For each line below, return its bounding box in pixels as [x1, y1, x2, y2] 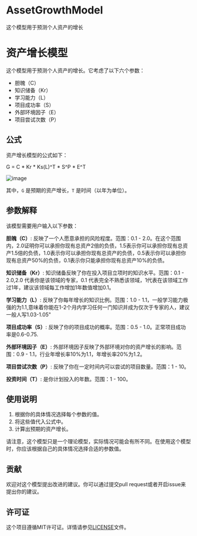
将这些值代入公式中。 [14, 418, 66, 425]
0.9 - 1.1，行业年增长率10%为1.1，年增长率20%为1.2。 [16, 350, 145, 358]
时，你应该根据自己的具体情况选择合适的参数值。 [6, 445, 124, 452]
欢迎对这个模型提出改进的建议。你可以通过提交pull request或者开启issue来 [6, 481, 186, 488]
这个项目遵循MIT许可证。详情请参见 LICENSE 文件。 [6, 523, 130, 531]
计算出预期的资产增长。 [14, 426, 72, 433]
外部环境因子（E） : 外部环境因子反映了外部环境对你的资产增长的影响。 [6, 343, 177, 350]
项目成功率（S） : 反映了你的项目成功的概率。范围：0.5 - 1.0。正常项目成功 [6, 323, 186, 330]
